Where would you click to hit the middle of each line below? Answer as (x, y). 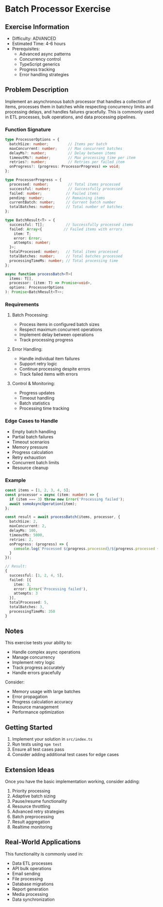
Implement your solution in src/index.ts (52, 739)
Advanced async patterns (45, 54)
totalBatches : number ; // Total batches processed (66, 256)
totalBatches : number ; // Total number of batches (66, 207)
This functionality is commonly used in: (44, 854)
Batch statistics (34, 403)
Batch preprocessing (33, 817)
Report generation (30, 889)
